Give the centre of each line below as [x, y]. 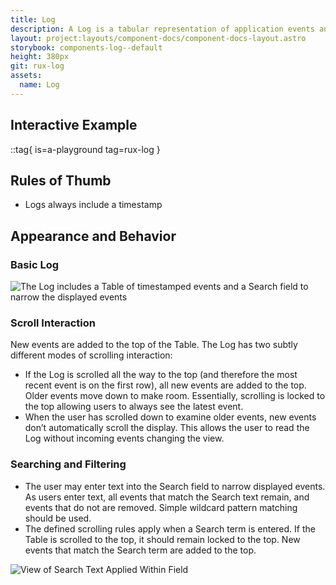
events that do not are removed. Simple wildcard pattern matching [161, 507]
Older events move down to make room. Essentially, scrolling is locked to [175, 396]
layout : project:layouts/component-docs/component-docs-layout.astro [158, 38]
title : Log [33, 19]
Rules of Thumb [61, 180]
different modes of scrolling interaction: [91, 355]
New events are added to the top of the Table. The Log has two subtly [154, 345]
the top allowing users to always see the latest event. [134, 407]
